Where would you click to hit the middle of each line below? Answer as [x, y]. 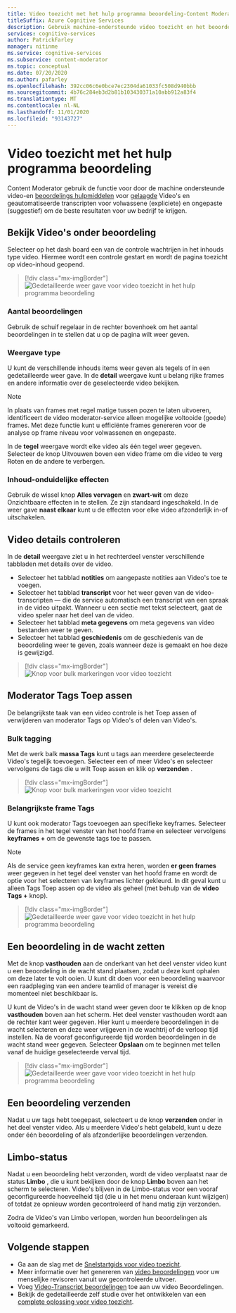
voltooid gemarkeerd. [38, 1225]
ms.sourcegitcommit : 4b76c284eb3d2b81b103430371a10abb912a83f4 [102, 92]
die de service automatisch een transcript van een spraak [145, 600]
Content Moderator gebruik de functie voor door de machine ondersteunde [116, 188]
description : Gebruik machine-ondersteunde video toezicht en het [106, 27]
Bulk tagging [29, 739]
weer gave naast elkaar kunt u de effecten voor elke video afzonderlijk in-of [118, 510]
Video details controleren [64, 540]
